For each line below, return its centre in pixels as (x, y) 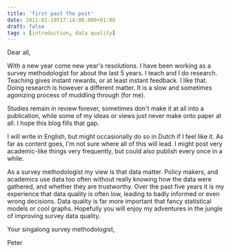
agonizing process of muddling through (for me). (77, 95)
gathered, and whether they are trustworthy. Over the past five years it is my (116, 186)
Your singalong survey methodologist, (61, 229)
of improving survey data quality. (54, 216)
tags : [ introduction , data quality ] (61, 33)
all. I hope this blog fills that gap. (53, 123)
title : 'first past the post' (51, 13)
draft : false (26, 26)
